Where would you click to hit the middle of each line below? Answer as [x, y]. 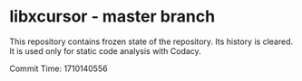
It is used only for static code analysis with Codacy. [105, 50]
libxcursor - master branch [112, 17]
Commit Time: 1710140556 [58, 68]
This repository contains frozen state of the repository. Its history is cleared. [151, 41]
